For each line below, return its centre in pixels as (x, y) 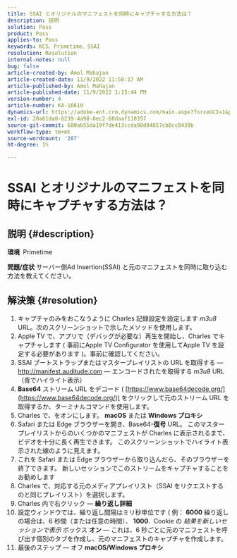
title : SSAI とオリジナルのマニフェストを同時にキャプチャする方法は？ (100, 14)
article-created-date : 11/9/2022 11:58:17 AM (75, 79)
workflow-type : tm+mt (39, 132)
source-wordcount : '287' (44, 138)
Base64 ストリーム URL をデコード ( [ (73, 389)
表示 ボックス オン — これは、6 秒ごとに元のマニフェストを (135, 530)
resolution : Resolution (42, 54)
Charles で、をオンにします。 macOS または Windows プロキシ (110, 415)
